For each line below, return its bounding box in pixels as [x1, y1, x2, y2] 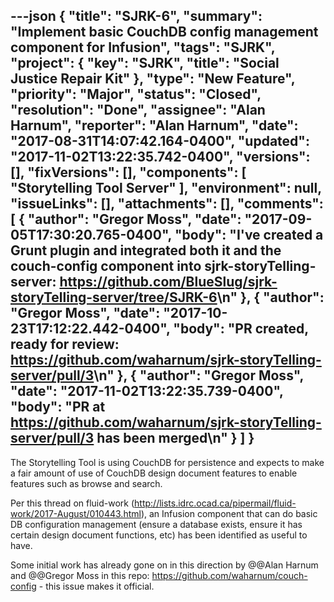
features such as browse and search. [10, 477, 163, 489]
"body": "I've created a [174, 227, 324, 244]
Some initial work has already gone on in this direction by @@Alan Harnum [10, 559, 319, 571]
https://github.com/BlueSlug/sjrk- [59, 274, 278, 291]
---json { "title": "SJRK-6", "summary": [10, 8, 263, 25]
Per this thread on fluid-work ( [10, 497, 135, 509]
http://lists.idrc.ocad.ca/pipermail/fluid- [134, 497, 297, 509]
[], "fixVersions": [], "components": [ [10, 164, 247, 181]
